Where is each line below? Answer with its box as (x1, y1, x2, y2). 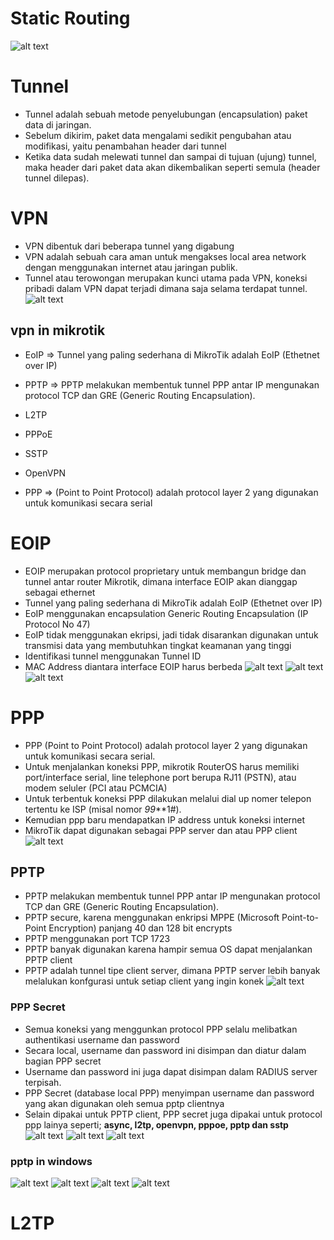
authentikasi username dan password (24, 1033, 180, 1046)
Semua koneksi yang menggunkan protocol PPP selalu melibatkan (24, 1023, 298, 1035)
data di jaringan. (24, 118, 92, 131)
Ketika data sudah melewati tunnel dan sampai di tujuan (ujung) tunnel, (24, 150, 317, 162)
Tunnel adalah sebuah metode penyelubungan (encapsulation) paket (24, 108, 308, 120)
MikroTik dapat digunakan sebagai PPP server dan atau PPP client (24, 824, 298, 836)
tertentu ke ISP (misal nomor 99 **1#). (24, 803, 182, 815)
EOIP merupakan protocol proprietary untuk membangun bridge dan (24, 565, 307, 577)
